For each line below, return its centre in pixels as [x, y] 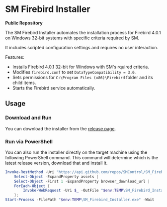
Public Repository [24, 23]
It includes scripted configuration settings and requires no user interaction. [82, 47]
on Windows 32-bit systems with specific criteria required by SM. [72, 38]
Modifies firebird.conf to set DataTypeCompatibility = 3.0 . [74, 72]
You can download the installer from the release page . [61, 128]
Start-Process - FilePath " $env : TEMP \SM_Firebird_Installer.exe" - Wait [80, 200]
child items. [24, 83]
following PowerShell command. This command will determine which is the [82, 157]
